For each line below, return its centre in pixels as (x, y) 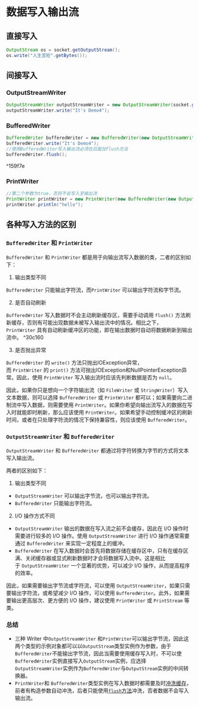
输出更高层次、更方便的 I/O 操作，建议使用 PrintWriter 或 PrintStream (97, 600)
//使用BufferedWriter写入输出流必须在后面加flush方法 (67, 149)
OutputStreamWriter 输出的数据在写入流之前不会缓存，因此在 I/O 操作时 (101, 528)
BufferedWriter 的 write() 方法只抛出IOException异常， (74, 362)
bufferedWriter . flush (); (37, 155)
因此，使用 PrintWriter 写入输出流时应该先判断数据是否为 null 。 (96, 377)
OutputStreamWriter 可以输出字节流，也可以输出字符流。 (84, 496)
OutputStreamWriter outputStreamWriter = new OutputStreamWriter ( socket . (99, 105)
